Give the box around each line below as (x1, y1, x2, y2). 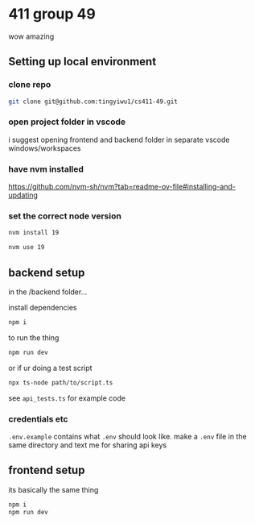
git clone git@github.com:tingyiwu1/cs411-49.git (8, 98, 179, 106)
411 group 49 (8, 5, 97, 23)
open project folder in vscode (8, 116, 126, 127)
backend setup (8, 265, 85, 279)
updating (8, 190, 39, 200)
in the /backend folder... (8, 287, 88, 297)
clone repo (8, 79, 51, 90)
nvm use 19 (8, 243, 45, 252)
